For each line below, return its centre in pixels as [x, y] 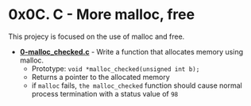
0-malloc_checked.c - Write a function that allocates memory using [131, 51]
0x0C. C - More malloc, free [102, 15]
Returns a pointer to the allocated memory [101, 77]
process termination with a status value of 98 [105, 93]
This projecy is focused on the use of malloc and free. [97, 36]
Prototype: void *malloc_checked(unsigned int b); [116, 68]
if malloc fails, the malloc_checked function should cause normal [137, 85]
